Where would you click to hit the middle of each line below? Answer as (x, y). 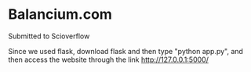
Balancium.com (60, 14)
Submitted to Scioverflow (49, 36)
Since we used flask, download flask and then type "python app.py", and (125, 51)
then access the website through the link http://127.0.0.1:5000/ (109, 59)
